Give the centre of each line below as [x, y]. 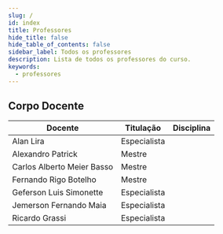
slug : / [21, 15]
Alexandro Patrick [45, 154]
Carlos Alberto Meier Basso [63, 167]
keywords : [24, 67]
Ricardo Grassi [39, 218]
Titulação [143, 128]
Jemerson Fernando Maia [59, 206]
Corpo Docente [46, 106]
